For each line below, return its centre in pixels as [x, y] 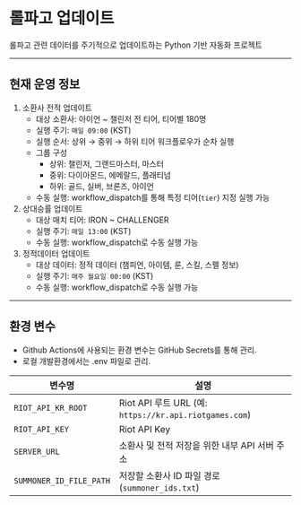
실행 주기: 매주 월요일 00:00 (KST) [95, 275]
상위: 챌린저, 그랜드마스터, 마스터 [106, 163]
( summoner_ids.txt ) [159, 487]
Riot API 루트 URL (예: [163, 403]
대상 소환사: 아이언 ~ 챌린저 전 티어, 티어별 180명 [121, 118]
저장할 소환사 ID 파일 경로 [170, 475]
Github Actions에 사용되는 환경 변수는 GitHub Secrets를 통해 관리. [139, 350]
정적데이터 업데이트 [56, 253]
